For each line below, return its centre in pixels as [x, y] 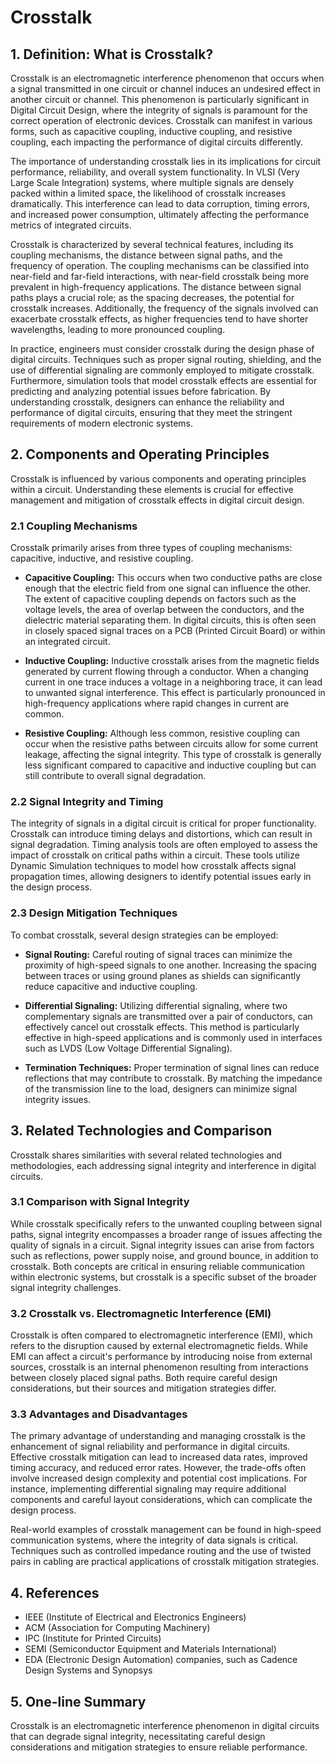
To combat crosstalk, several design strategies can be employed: [144, 935]
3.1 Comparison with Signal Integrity [100, 1202]
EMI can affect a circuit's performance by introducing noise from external [161, 1357]
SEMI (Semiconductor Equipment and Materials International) [150, 1649]
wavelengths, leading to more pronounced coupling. [118, 329]
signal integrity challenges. [66, 1287]
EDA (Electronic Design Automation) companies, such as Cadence [161, 1660]
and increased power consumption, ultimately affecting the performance [160, 214]
